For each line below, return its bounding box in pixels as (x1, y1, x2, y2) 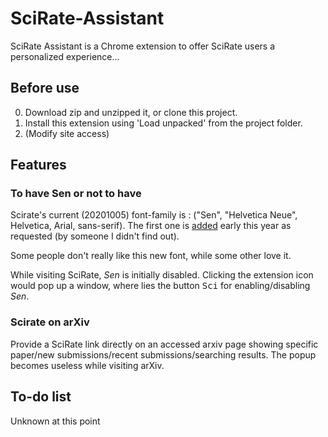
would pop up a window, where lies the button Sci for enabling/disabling (10, 280, 311, 292)
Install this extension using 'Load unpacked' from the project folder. (24, 117, 303, 129)
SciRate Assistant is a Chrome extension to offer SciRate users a (10, 40, 276, 52)
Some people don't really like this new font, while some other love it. (10, 250, 292, 262)
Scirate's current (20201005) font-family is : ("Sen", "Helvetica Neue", (10, 209, 298, 221)
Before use (10, 80, 80, 97)
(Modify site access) (24, 127, 110, 139)
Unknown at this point (10, 415, 101, 427)
